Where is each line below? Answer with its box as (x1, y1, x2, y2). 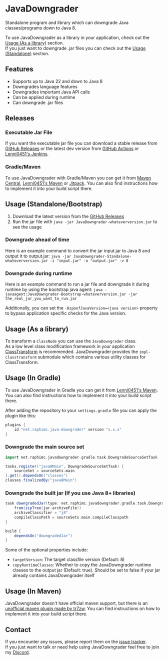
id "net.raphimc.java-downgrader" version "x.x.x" (14, 427, 122, 432)
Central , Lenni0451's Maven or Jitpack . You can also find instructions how (5, 180, 158, 186)
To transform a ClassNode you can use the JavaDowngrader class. (5, 338, 137, 344)
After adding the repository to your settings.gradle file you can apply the (5, 407, 157, 413)
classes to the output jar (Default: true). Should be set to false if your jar (12, 567, 160, 573)
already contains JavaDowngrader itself (12, 572, 95, 578)
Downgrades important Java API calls (12, 88, 90, 95)
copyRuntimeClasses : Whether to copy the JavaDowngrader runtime (12, 562, 151, 568)
